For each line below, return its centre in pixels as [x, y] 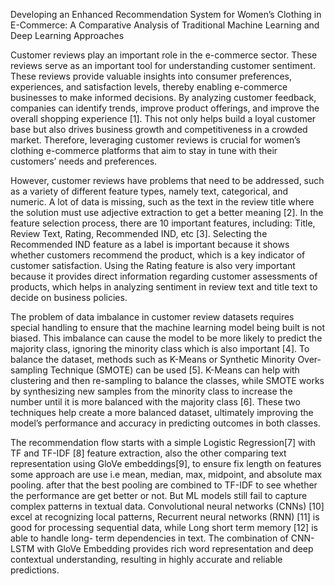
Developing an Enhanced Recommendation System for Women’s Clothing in [166, 14]
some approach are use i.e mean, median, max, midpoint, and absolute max [166, 474]
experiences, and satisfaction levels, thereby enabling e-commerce [149, 87]
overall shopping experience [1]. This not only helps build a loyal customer [163, 118]
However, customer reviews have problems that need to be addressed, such [167, 180]
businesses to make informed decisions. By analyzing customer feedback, [163, 97]
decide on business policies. [69, 297]
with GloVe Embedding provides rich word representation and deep [175, 548]
